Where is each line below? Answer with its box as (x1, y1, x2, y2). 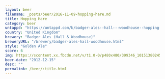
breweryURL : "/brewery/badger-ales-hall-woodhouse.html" (5, 39, 124, 44)
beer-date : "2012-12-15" (5, 57, 56, 62)
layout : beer (5, 7, 32, 12)
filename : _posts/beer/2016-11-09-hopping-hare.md (5, 12, 111, 17)
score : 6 (5, 48, 23, 53)
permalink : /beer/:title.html (5, 67, 67, 72)
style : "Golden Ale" (5, 44, 48, 49)
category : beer (5, 21, 36, 26)
